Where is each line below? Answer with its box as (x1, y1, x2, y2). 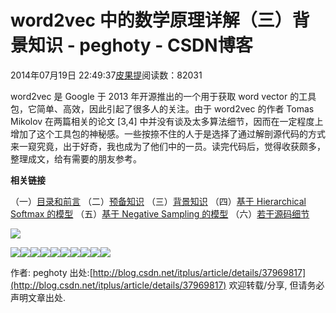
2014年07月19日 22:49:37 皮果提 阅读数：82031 (10, 69, 203, 81)
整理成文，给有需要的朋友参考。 (10, 152, 142, 165)
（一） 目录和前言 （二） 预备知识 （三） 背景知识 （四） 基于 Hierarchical (10, 195, 307, 207)
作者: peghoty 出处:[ (10, 266, 93, 278)
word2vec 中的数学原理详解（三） (10, 9, 293, 32)
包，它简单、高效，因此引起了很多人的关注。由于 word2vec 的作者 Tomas (10, 102, 315, 115)
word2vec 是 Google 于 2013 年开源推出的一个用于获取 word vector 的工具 (10, 90, 317, 102)
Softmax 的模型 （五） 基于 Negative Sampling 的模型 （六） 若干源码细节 (10, 207, 310, 220)
